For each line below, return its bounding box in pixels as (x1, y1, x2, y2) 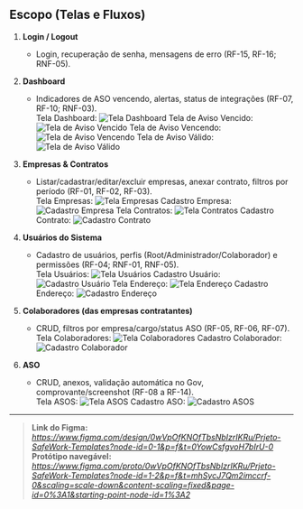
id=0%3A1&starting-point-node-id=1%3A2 (31, 489, 191, 500)
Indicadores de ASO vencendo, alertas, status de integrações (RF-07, (35, 93, 294, 104)
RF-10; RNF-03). (35, 103, 97, 114)
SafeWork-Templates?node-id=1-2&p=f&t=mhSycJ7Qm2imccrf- (31, 469, 271, 481)
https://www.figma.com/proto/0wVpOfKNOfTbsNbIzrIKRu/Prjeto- (31, 460, 277, 471)
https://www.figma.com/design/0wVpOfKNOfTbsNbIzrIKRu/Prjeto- (31, 431, 281, 442)
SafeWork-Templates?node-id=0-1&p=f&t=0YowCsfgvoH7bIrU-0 (31, 441, 274, 452)
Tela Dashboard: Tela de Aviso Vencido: (35, 112, 253, 123)
